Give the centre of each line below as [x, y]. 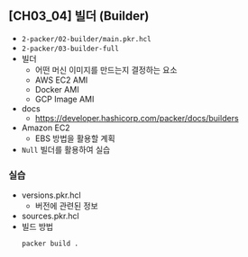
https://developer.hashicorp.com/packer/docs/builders [137, 118]
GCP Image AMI [64, 99]
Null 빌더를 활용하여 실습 [66, 149]
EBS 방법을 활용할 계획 [75, 138]
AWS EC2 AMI [61, 80]
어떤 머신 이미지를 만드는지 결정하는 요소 [106, 69]
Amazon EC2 [46, 128]
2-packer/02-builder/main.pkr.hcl [86, 39]
